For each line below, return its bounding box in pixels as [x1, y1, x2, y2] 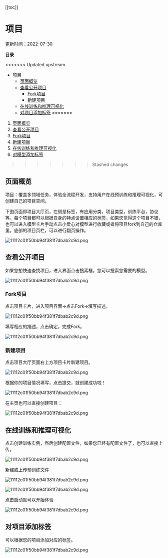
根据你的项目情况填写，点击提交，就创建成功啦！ [5, 380, 106, 386]
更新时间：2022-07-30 [5, 41, 53, 47]
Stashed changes [92, 161, 128, 167]
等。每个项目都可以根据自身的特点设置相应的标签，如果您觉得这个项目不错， [5, 215, 163, 221]
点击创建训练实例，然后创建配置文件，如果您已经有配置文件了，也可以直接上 [5, 440, 163, 446]
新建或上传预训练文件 [5, 466, 49, 473]
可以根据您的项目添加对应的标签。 [5, 536, 75, 543]
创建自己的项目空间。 [5, 198, 49, 204]
